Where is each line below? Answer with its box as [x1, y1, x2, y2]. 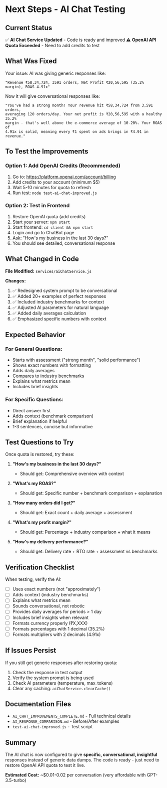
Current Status [5, 24, 52, 32]
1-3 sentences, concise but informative [12, 423, 93, 429]
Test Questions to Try [5, 438, 74, 446]
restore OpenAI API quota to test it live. [5, 762, 85, 768]
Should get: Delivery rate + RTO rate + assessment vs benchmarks [19, 548, 157, 555]
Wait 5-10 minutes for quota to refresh [12, 184, 91, 190]
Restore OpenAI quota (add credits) [12, 213, 86, 219]
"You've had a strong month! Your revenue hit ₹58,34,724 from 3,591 [5, 103, 153, 108]
